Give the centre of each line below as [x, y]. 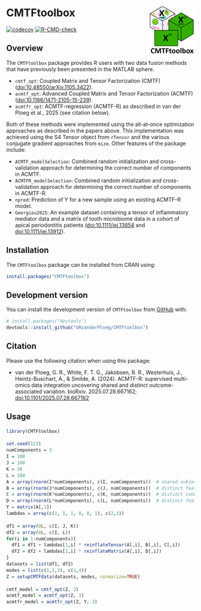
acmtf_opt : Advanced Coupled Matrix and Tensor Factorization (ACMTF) [104, 94]
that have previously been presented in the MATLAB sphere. [80, 69]
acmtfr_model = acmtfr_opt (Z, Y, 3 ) [52, 602]
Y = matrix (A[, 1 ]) [29, 507]
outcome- [161, 385]
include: [16, 149]
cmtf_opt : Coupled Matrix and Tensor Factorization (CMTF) [88, 80]
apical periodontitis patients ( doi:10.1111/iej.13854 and [80, 225]
